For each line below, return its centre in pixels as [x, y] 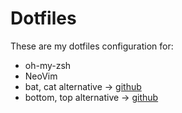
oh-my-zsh [48, 65]
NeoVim [41, 76]
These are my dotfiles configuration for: [92, 46]
